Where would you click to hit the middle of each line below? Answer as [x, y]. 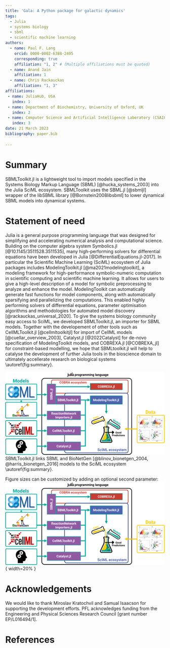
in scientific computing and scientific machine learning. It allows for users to [85, 278]
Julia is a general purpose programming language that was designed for [80, 235]
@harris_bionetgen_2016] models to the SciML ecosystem [66, 464]
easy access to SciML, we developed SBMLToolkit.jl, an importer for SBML [83, 321]
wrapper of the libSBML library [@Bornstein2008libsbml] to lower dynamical [85, 195]
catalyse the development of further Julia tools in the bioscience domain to [83, 354]
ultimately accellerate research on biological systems [61, 359]
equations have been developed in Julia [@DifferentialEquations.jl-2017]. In [83, 257]
